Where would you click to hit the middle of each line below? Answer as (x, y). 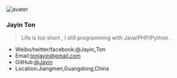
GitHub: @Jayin (34, 62)
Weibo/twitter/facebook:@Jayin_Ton (60, 49)
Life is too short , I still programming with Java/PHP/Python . (96, 38)
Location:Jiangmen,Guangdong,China (62, 68)
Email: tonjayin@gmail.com (48, 56)
